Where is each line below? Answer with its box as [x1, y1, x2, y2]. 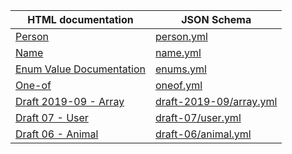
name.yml [155, 46, 202, 59]
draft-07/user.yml [155, 111, 242, 124]
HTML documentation [27, 13, 134, 26]
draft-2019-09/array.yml [155, 95, 278, 108]
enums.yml [155, 62, 207, 76]
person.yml [155, 30, 208, 43]
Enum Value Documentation [15, 62, 147, 76]
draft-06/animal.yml [155, 127, 252, 141]
